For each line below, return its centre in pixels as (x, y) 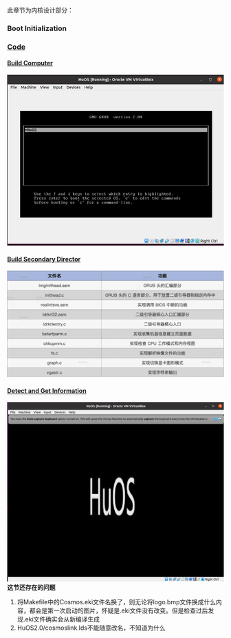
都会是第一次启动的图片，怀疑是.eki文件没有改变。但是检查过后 (119, 610)
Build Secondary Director (44, 259)
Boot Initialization (37, 28)
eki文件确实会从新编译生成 (63, 619)
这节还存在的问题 (31, 587)
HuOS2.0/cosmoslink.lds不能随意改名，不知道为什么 (91, 628)
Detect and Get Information (47, 390)
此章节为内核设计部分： (40, 10)
